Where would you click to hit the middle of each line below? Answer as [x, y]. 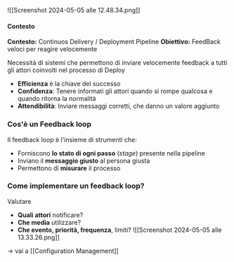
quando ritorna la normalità [57, 99]
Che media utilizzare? [49, 222]
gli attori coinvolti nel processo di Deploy [66, 70]
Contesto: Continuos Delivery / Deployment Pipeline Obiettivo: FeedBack [114, 42]
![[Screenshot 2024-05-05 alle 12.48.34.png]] [74, 10]
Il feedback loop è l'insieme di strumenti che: [72, 139]
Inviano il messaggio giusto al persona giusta [84, 160]
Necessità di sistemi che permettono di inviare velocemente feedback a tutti [117, 63]
